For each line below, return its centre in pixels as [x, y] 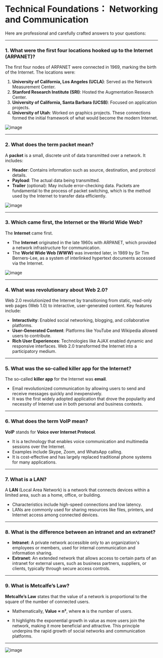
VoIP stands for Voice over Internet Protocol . [50, 432]
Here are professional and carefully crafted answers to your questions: [76, 33]
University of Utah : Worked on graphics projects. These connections [81, 113]
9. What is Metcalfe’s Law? [37, 586]
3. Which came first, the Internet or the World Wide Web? [74, 222]
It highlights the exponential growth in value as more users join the [78, 620]
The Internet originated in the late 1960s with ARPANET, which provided [84, 242]
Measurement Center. [34, 87]
